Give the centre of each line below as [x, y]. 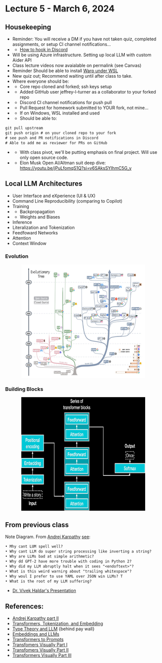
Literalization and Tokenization [44, 227]
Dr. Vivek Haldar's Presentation [44, 591]
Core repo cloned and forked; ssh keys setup [66, 87]
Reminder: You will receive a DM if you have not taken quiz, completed [84, 39]
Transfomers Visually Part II [40, 650]
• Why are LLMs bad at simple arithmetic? [50, 556]
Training [21, 206]
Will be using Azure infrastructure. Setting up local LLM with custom [82, 55]
